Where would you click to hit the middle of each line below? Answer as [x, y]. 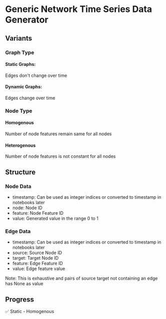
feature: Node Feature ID [38, 213]
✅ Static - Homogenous [30, 312]
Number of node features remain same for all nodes [58, 134]
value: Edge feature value [39, 269]
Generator [27, 20]
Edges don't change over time [36, 75]
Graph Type [20, 52]
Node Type [19, 111]
